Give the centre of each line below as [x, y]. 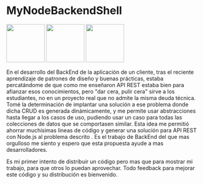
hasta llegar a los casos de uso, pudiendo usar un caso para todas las [94, 117]
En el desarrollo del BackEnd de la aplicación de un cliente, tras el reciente [100, 72]
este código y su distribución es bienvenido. [62, 174]
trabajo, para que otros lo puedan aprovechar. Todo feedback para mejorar [101, 168]
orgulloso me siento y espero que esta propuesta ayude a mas [85, 143]
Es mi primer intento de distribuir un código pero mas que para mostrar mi [100, 161]
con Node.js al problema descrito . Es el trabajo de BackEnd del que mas [98, 136]
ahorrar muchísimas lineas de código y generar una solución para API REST [102, 130]
